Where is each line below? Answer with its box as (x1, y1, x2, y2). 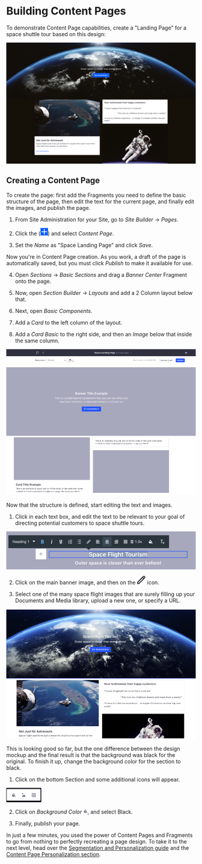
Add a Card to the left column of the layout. (14, 319, 123, 326)
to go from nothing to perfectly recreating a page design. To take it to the (6, 838, 188, 845)
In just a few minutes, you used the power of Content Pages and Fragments (6, 832, 193, 839)
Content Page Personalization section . (6, 851, 101, 858)
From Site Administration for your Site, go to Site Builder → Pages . (14, 215, 179, 223)
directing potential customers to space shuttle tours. (14, 519, 145, 527)
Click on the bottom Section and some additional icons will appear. (14, 776, 180, 783)
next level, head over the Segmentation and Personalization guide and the (6, 844, 189, 852)
